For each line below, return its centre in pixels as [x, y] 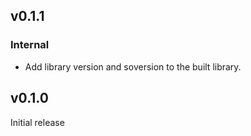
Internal [30, 45]
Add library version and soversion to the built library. [133, 66]
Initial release [37, 122]
